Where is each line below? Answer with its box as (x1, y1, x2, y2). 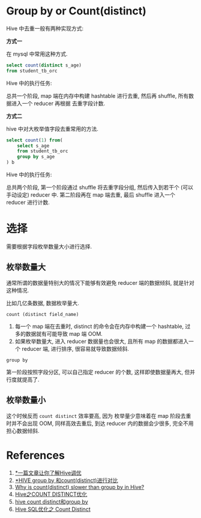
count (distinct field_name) (6, 311, 79, 317)
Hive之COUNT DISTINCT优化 (14, 490, 88, 498)
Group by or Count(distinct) (6, 4, 147, 18)
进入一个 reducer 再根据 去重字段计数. (11, 100, 106, 107)
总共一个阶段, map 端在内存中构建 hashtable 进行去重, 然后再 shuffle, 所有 (6, 92, 189, 100)
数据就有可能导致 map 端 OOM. (25, 330, 103, 337)
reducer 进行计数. (6, 199, 50, 206)
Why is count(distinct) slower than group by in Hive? (14, 483, 145, 490)
